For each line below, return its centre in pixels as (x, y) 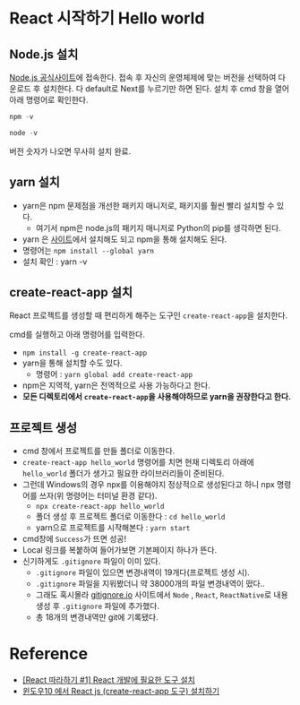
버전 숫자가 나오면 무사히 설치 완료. (70, 151)
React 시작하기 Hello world (107, 18)
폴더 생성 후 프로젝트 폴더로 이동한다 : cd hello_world (130, 517)
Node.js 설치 (44, 54)
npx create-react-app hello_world (100, 507)
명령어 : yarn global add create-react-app (114, 374)
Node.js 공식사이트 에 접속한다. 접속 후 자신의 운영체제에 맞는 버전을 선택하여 (143, 77)
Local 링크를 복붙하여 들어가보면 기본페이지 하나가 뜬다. (120, 550)
